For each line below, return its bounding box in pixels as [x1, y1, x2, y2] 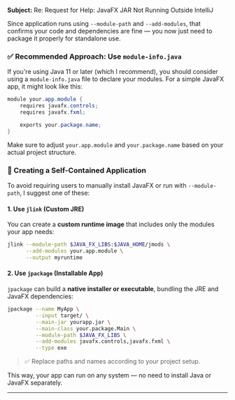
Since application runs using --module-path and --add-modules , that [7, 20, 201, 27]
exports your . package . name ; [20, 121, 101, 128]
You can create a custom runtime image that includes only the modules [7, 220, 215, 229]
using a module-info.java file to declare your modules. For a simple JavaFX [7, 75, 225, 83]
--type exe [35, 345, 68, 352]
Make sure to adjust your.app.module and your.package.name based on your [7, 140, 224, 149]
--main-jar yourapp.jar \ [35, 318, 111, 325]
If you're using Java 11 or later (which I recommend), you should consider [7, 68, 218, 76]
